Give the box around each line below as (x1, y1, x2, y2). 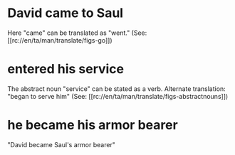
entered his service (7, 61, 125, 77)
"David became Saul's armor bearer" (7, 140, 116, 149)
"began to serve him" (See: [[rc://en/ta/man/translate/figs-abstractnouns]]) (7, 92, 229, 100)
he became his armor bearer (7, 117, 178, 133)
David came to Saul (7, 5, 123, 21)
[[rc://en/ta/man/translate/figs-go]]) (7, 36, 113, 44)
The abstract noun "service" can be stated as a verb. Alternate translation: (7, 84, 226, 93)
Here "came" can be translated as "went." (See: (7, 28, 147, 37)
